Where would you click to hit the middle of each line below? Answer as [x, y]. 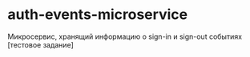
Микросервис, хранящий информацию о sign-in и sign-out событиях [125, 36]
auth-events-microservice [98, 15]
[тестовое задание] [40, 44]
